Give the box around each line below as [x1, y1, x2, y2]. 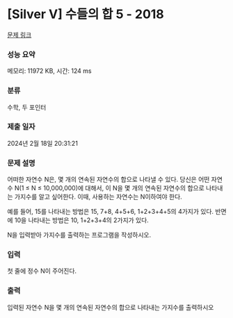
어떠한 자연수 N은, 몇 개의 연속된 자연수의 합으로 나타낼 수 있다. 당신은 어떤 [7, 175, 210, 184]
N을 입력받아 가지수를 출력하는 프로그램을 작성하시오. [7, 231, 152, 240]
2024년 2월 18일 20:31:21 [7, 139, 79, 147]
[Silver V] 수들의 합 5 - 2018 [7, 6, 165, 22]
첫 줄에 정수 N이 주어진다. [7, 267, 77, 275]
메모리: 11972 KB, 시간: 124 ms [7, 67, 92, 75]
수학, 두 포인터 [7, 103, 47, 111]
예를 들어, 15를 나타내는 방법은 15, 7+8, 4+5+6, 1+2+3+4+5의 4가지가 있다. [7, 208, 214, 216]
